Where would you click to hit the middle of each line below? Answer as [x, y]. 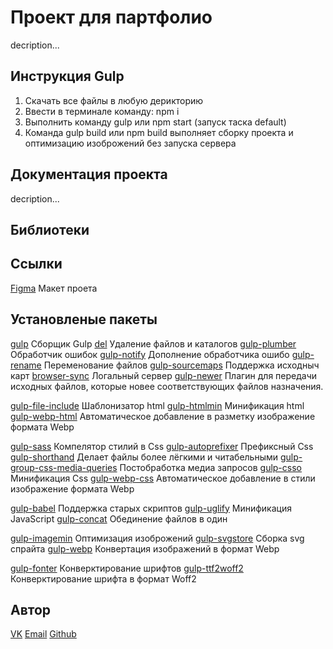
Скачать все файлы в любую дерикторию [114, 100]
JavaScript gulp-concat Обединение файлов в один [119, 518]
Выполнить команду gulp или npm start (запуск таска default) [155, 122]
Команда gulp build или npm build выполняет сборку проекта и [159, 132]
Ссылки [36, 264]
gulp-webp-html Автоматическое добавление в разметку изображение [163, 416]
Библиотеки [50, 229]
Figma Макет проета [54, 288]
